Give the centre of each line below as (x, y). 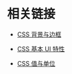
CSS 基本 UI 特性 (41, 49)
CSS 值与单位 (36, 63)
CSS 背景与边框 (39, 34)
